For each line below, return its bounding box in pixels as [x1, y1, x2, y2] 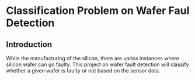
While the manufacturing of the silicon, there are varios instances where [6, 55, 180, 61]
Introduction [6, 39, 53, 49]
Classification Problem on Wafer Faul [6, 4, 190, 17]
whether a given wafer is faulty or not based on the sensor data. [6, 67, 161, 74]
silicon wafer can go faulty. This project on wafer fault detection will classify [6, 61, 189, 68]
